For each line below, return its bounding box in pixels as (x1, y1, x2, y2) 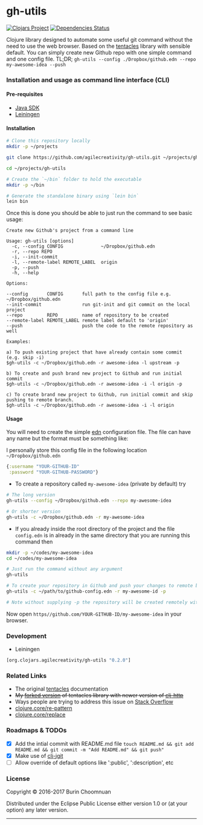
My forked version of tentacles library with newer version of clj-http (14, 692, 184, 699)
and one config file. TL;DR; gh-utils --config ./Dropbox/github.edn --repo (6, 55, 196, 62)
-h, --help (11, 270, 39, 276)
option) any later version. (6, 806, 68, 813)
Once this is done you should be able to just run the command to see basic (6, 209, 193, 217)
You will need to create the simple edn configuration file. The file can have (6, 429, 192, 436)
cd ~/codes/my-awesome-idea (6, 555, 77, 561)
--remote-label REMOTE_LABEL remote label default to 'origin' (6, 318, 169, 324)
